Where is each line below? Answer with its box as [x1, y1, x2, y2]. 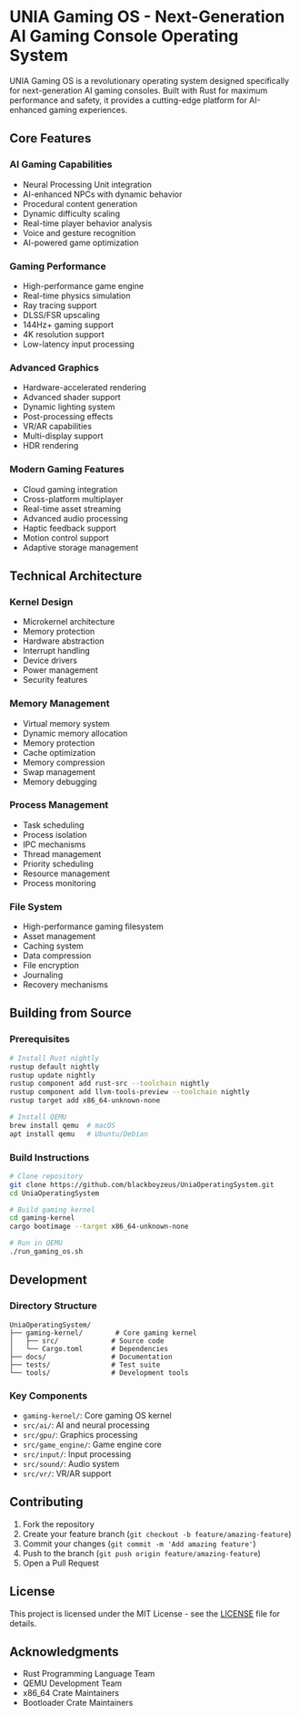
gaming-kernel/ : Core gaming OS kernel [22, 1410, 173, 1421]
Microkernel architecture [22, 616, 115, 627]
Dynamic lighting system [22, 401, 115, 412]
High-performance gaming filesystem [22, 921, 164, 932]
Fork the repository [22, 1518, 95, 1529]
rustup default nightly [9, 1062, 100, 1071]
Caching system [22, 941, 84, 952]
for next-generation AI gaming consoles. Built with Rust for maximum [9, 85, 268, 96]
